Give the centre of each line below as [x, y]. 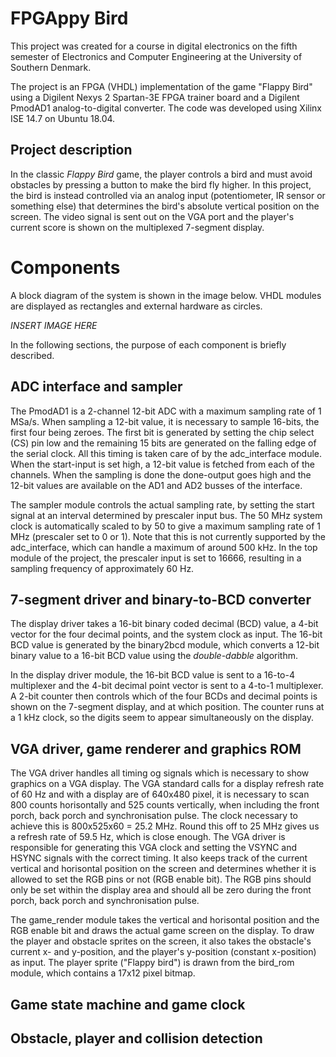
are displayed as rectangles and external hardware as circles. [136, 306]
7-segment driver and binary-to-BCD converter [161, 599]
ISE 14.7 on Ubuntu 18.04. [63, 118]
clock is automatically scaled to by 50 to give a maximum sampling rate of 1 [165, 526]
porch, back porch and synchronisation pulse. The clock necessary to [154, 816]
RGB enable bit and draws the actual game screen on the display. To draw [162, 931]
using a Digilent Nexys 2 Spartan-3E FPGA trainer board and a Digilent [155, 97]
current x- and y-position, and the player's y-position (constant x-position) [163, 952]
